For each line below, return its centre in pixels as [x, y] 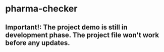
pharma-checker [41, 9]
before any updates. [38, 43]
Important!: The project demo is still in [66, 27]
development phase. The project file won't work [82, 35]
